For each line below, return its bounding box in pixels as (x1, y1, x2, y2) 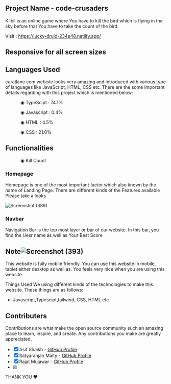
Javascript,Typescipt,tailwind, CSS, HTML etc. (12, 297, 111, 303)
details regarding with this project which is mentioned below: (5, 89, 133, 96)
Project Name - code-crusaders (5, 4, 109, 13)
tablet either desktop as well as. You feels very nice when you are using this (5, 266, 165, 272)
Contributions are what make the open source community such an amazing (5, 325, 163, 331)
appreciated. (5, 336, 32, 342)
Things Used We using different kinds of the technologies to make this (5, 281, 153, 287)
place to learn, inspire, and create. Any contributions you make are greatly (5, 330, 161, 337)
